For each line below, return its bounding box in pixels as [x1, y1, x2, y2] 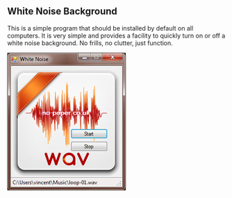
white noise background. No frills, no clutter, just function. [7, 38, 174, 47]
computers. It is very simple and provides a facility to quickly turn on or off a [7, 31, 226, 40]
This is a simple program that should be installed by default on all [7, 24, 194, 32]
